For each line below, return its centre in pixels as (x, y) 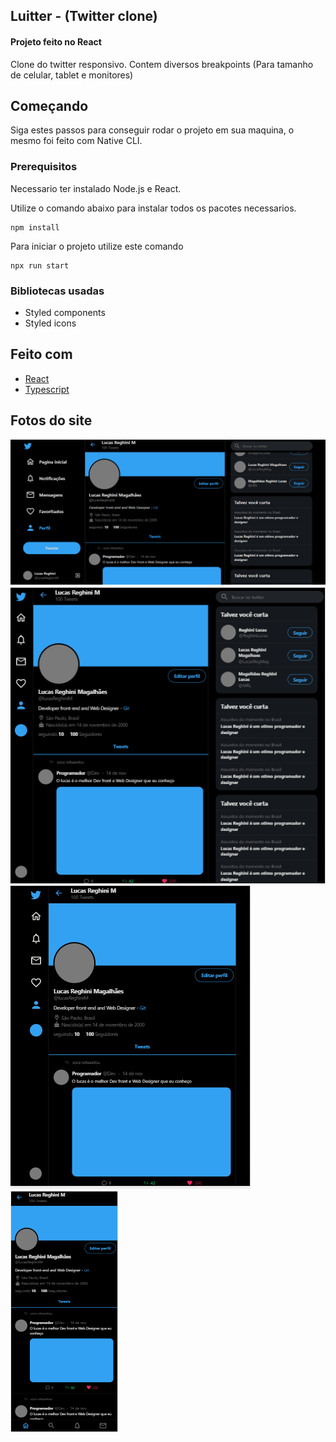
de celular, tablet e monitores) (72, 75)
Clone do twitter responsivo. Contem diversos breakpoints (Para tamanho (162, 64)
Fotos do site (51, 420)
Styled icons (50, 323)
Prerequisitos (44, 167)
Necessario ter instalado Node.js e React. (96, 188)
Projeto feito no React (56, 41)
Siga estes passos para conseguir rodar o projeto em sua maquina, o (152, 130)
